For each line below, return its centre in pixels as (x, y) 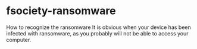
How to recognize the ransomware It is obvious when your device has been (99, 27)
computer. (19, 40)
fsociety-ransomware (61, 11)
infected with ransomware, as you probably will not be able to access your (97, 33)
